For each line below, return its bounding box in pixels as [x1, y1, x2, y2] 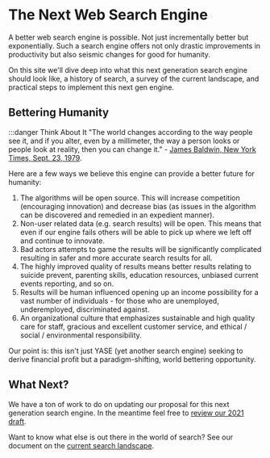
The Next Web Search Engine [8, 6, 208, 24]
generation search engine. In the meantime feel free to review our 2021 [8, 408, 244, 418]
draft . [8, 416, 27, 426]
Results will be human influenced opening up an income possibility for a [19, 287, 260, 296]
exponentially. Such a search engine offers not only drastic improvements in [8, 40, 260, 50]
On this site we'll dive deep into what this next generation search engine [8, 65, 248, 74]
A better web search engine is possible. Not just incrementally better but [8, 32, 249, 42]
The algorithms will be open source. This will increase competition [19, 192, 240, 203]
